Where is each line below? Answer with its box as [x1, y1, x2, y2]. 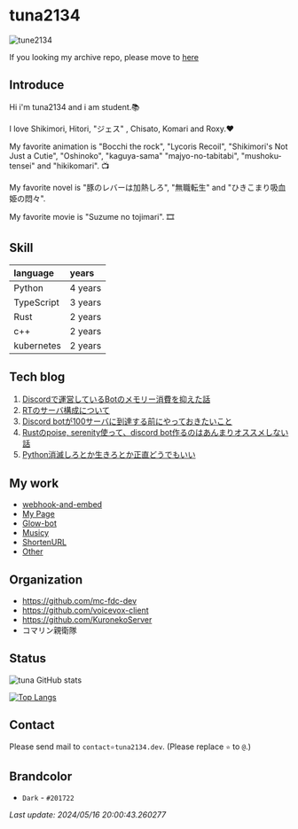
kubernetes [13, 339, 62, 351]
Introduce [9, 77, 65, 93]
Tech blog [9, 369, 66, 384]
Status [9, 651, 47, 666]
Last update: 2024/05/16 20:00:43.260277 [9, 809, 167, 820]
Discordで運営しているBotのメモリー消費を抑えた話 [21, 394, 211, 404]
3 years [69, 296, 102, 309]
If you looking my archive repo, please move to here [9, 51, 200, 62]
